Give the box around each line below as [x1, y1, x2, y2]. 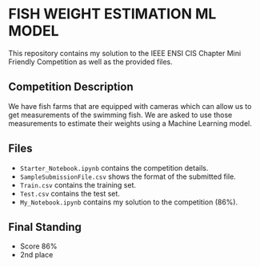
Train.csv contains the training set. [19, 180, 137, 189]
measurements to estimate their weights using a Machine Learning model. [8, 118, 252, 128]
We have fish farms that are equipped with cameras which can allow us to [8, 101, 252, 111]
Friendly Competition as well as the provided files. [8, 57, 174, 67]
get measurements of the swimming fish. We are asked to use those [8, 110, 233, 119]
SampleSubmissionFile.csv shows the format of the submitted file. [19, 172, 236, 181]
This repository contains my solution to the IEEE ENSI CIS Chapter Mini [8, 48, 242, 58]
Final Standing [8, 220, 82, 233]
